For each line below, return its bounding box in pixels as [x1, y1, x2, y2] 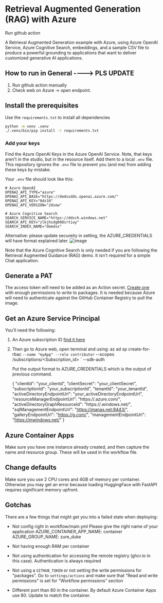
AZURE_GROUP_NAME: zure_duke [12, 534, 81, 540]
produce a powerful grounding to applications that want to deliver [5, 50, 137, 56]
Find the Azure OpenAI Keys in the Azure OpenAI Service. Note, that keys [5, 151, 152, 157]
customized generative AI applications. [5, 55, 83, 61]
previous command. [12, 371, 53, 377]
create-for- [128, 346, 151, 352]
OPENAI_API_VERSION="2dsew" [5, 203, 62, 208]
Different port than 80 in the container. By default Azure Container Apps [12, 587, 157, 593]
